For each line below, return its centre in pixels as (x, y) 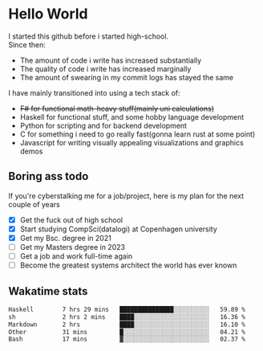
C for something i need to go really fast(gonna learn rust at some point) (138, 134)
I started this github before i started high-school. (89, 36)
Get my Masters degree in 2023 (73, 247)
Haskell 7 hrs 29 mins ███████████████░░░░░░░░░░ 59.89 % (127, 309)
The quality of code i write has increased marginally (105, 68)
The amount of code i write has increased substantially (111, 60)
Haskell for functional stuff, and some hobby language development (132, 116)
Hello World (48, 14)
